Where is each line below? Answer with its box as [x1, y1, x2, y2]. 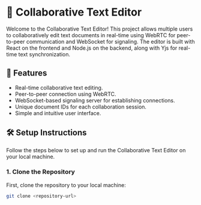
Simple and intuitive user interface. [14, 109, 101, 116]
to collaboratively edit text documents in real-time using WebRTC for [6, 31, 176, 38]
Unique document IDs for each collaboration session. [14, 103, 147, 110]
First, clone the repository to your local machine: [6, 181, 126, 188]
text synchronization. [18, 50, 71, 58]
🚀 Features [6, 68, 47, 79]
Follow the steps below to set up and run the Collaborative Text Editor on [6, 146, 186, 153]
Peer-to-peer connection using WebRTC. [14, 90, 116, 98]
